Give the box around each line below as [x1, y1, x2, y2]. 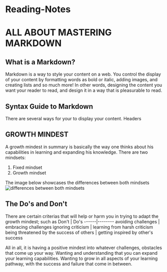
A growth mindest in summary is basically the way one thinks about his [5, 144, 154, 150]
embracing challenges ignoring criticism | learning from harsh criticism [5, 224, 153, 230]
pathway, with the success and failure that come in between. [5, 260, 132, 267]
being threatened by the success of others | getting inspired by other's [5, 229, 153, 235]
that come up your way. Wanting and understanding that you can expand [5, 250, 158, 256]
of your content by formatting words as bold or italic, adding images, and [5, 77, 158, 83]
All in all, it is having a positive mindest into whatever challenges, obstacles [5, 245, 162, 251]
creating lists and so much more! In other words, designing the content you [5, 82, 162, 88]
